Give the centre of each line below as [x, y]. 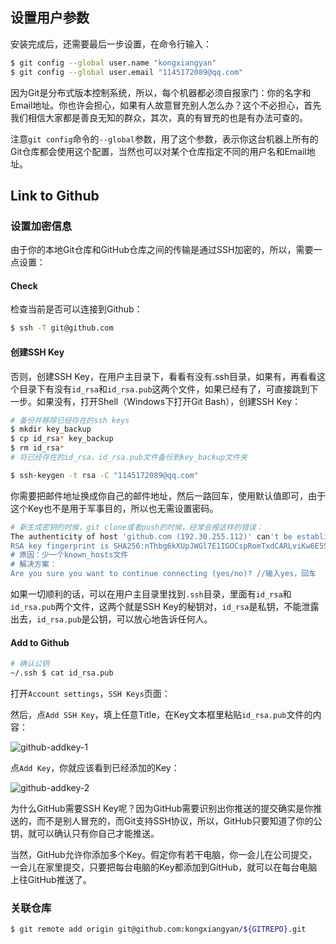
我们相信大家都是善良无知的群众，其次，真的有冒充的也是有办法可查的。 [159, 117]
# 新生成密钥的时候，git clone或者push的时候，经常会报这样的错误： [137, 527]
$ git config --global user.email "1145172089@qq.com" [127, 72]
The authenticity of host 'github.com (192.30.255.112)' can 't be [151, 536]
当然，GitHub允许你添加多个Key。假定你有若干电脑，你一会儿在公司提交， [164, 854]
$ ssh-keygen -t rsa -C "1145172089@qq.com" [104, 475]
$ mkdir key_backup [51, 429]
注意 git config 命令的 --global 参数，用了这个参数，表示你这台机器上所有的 [164, 139]
